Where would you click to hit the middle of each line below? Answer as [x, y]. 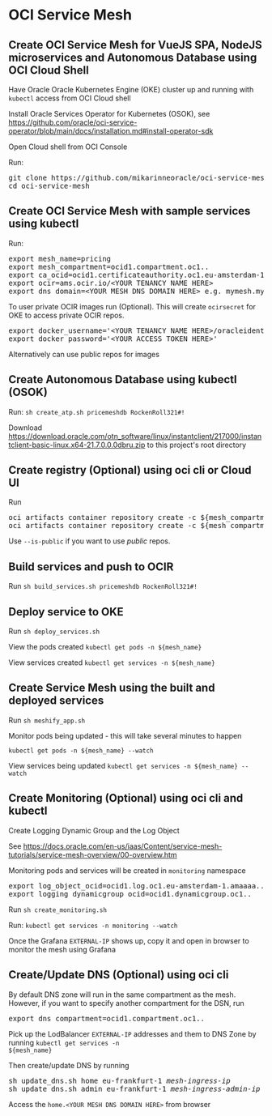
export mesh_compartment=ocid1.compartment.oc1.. [109, 266]
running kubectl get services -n [64, 1042]
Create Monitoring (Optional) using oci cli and [126, 798]
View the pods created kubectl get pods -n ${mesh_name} [105, 647]
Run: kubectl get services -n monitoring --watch [93, 925]
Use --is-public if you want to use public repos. [89, 541]
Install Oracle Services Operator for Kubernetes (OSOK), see [109, 114]
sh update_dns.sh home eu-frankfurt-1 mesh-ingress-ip [119, 1080]
